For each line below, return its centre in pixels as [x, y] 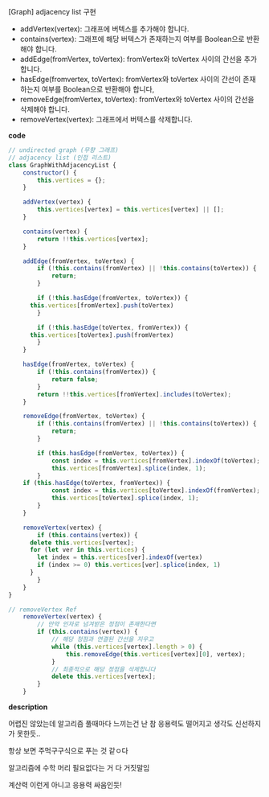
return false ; [75, 379]
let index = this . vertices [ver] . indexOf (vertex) [120, 557]
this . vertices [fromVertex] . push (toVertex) [102, 305]
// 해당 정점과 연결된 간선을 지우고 [102, 639]
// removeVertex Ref [43, 610]
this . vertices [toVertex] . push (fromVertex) [102, 335]
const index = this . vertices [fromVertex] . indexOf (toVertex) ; [156, 461]
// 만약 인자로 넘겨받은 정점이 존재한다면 [97, 624]
